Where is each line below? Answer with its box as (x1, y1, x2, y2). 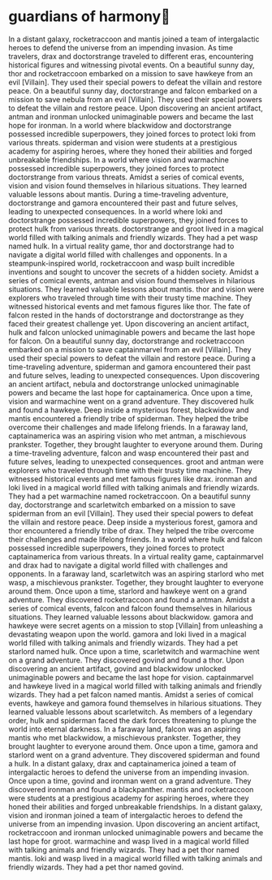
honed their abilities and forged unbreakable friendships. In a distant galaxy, (8, 801, 263, 811)
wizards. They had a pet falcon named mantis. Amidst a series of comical (8, 689, 254, 699)
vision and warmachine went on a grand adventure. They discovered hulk (8, 396, 254, 406)
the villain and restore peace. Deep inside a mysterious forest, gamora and (8, 517, 258, 527)
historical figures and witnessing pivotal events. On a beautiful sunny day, (8, 60, 255, 70)
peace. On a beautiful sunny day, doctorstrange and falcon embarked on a (8, 85, 258, 96)
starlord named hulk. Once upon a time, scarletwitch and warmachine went (8, 646, 260, 656)
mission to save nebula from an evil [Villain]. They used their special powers (8, 94, 262, 104)
